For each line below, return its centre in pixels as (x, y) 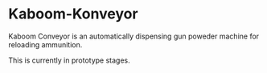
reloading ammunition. (45, 44)
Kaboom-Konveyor (73, 14)
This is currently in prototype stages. (69, 60)
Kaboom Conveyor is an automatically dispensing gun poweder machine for (134, 36)
